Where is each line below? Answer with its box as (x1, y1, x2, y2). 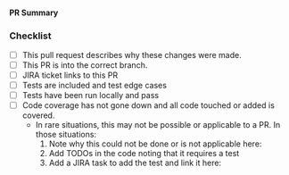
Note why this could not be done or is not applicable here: (48, 138, 262, 149)
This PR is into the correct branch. (21, 59, 148, 71)
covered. (21, 110, 55, 121)
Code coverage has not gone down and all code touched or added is (21, 100, 275, 111)
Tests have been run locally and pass (21, 90, 159, 101)
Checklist (9, 29, 52, 42)
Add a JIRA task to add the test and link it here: (48, 157, 221, 169)
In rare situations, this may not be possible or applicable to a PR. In (35, 120, 281, 130)
